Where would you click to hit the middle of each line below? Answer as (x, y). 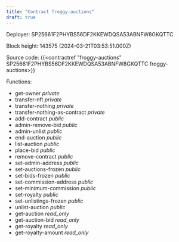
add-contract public (39, 118)
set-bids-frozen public (42, 175)
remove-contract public (44, 156)
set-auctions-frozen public (48, 169)
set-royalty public (36, 194)
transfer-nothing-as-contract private (60, 112)
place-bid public (35, 150)
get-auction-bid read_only (47, 220)
